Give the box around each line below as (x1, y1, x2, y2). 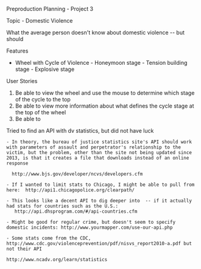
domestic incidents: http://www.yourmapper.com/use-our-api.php (6, 224, 173, 230)
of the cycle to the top (15, 96, 71, 103)
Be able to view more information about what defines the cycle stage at (15, 102, 194, 109)
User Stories (6, 78, 38, 84)
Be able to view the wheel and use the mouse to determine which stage (15, 89, 195, 97)
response (6, 160, 29, 166)
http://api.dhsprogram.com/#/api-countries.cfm (14, 208, 138, 215)
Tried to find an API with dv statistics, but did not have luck (6, 127, 154, 134)
